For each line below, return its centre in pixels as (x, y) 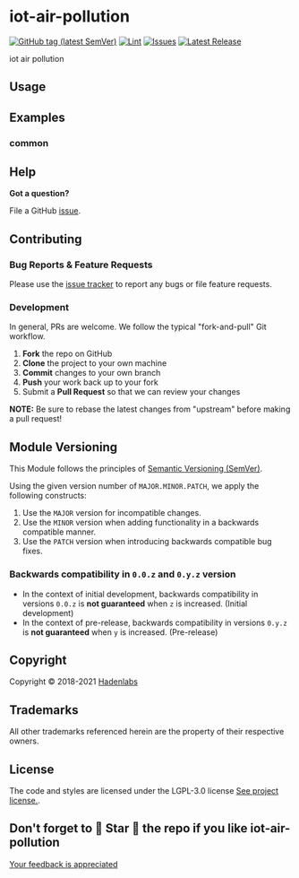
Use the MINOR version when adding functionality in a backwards (141, 523)
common (29, 143)
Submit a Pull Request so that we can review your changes (131, 392)
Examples (37, 117)
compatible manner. (59, 532)
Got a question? (39, 194)
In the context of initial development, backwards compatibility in (140, 594)
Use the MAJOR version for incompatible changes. (111, 513)
